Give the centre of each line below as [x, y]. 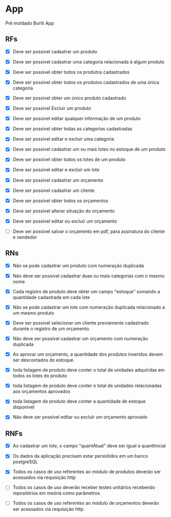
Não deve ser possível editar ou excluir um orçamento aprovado [80, 417]
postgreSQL [25, 462]
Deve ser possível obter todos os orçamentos [60, 201]
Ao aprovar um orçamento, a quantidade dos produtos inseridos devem [88, 354]
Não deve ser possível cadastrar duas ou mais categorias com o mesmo [89, 276]
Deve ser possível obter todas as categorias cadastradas [72, 129]
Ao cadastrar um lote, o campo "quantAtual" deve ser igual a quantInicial [89, 446]
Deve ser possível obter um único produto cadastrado [69, 98]
